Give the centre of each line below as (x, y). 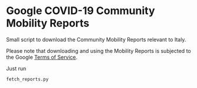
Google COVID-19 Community (81, 11)
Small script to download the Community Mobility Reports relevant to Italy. (96, 39)
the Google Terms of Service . (42, 57)
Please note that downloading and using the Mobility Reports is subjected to (98, 50)
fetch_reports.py (27, 79)
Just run (16, 68)
